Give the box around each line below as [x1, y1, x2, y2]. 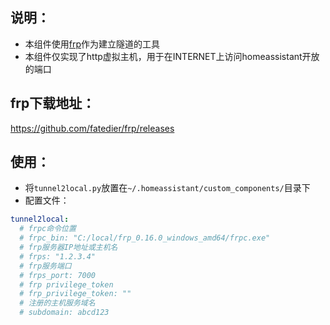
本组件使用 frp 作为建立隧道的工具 [24, 38, 161, 50]
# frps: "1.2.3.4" [19, 251, 97, 262]
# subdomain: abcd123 [19, 308, 110, 318]
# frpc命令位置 [19, 224, 77, 234]
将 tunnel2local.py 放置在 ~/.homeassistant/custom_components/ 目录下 [24, 182, 311, 194]
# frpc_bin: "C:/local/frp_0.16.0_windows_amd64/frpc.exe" [19, 233, 271, 243]
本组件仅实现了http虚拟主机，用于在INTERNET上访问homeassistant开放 [24, 50, 320, 62]
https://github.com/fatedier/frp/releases [10, 122, 175, 134]
